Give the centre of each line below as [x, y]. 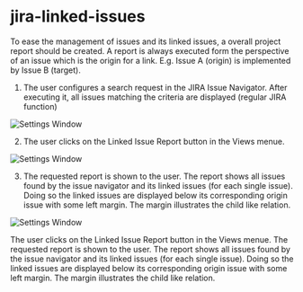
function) [40, 106]
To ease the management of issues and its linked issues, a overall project [146, 41]
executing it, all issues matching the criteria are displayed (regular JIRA [155, 97]
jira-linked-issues [78, 17]
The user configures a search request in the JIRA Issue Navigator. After [155, 87]
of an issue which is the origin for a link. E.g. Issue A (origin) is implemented [151, 60]
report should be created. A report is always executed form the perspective [150, 50]
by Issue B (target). [46, 70]
